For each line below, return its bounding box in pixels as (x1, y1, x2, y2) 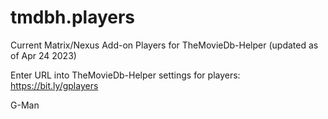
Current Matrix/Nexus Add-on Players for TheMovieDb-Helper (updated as (10, 39, 319, 51)
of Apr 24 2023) (10, 49, 77, 61)
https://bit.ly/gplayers (10, 79, 99, 91)
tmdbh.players (10, 6, 136, 29)
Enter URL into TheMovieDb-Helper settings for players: (10, 69, 241, 81)
